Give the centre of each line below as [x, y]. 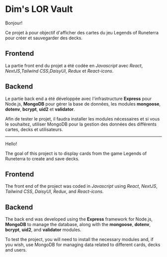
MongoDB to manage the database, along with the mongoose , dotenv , [78, 225]
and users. [16, 250]
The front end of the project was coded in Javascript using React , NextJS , [81, 186]
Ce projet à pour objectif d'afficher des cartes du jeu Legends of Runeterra [82, 32]
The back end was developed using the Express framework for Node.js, [79, 219]
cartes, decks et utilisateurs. [34, 129]
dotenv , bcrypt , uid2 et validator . [40, 109]
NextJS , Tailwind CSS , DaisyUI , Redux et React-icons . [59, 71]
